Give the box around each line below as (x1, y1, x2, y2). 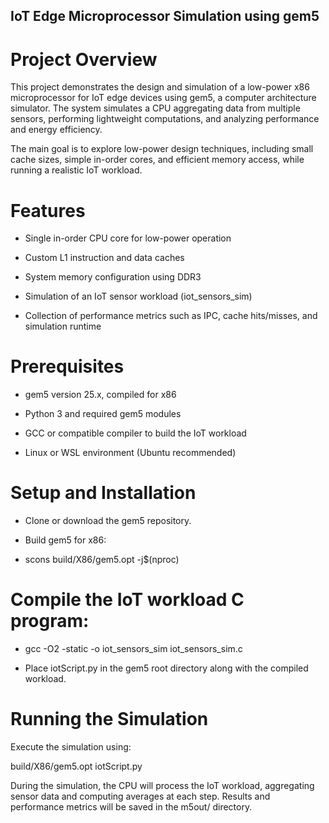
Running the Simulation (10, 708, 209, 731)
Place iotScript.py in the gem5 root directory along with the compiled (24, 662, 309, 674)
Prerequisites (10, 355, 125, 378)
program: (10, 610, 90, 633)
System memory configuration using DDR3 (24, 271, 202, 283)
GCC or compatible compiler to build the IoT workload (24, 427, 247, 439)
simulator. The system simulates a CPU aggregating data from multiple (10, 102, 301, 114)
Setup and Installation (10, 482, 197, 504)
